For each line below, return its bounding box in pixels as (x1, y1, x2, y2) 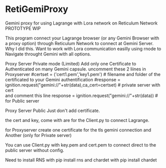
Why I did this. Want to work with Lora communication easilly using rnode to (5, 45, 162, 51)
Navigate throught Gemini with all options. (5, 51, 91, 57)
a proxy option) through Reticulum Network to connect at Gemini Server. (5, 40, 154, 46)
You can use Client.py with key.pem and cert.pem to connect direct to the (5, 141, 156, 148)
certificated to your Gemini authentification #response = (5, 76, 121, 82)
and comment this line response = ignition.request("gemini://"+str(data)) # (5, 92, 158, 98)
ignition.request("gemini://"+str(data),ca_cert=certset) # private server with (5, 81, 161, 88)
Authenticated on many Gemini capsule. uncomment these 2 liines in (5, 66, 146, 72)
